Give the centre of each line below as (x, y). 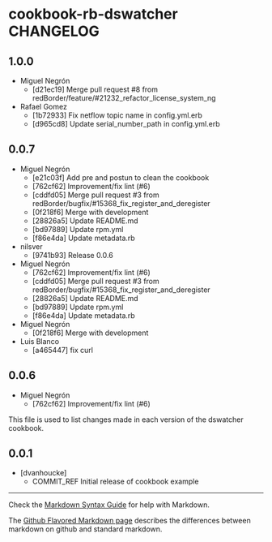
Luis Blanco (39, 341)
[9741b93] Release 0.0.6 (72, 255)
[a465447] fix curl (62, 350)
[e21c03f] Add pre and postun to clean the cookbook (121, 177)
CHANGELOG (54, 31)
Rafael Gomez (43, 107)
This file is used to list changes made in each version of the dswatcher (126, 419)
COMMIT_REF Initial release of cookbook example (115, 482)
